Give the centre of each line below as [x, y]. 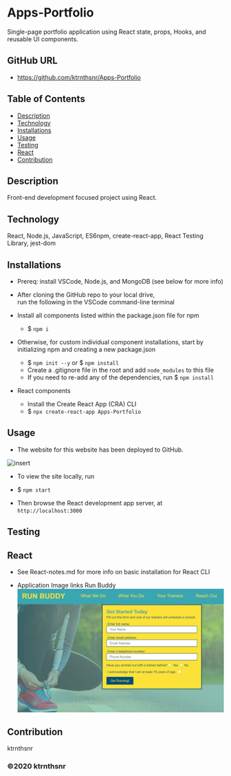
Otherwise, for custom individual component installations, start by [110, 342]
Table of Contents [46, 99]
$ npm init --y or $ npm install [73, 363]
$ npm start [34, 490]
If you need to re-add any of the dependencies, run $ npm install [121, 377]
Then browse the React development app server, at [90, 503]
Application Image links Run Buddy [66, 585]
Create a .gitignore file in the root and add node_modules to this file [121, 370]
